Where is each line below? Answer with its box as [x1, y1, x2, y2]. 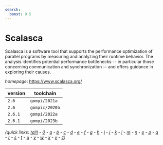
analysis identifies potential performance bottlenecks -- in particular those [5, 59, 154, 64]
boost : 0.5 [9, 12, 32, 16]
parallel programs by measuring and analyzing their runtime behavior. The [5, 54, 153, 60]
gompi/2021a [30, 98, 58, 104]
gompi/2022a [30, 112, 58, 117]
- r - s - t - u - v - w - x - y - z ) [5, 134, 66, 141]
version [7, 90, 26, 97]
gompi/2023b [30, 118, 58, 124]
